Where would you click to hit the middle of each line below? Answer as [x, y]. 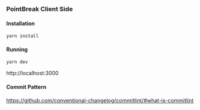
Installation [20, 23]
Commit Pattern [26, 87]
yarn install [23, 36]
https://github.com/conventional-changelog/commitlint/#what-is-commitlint [100, 100]
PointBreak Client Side [40, 9]
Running [17, 49]
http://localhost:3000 [32, 73]
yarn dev [17, 62]
